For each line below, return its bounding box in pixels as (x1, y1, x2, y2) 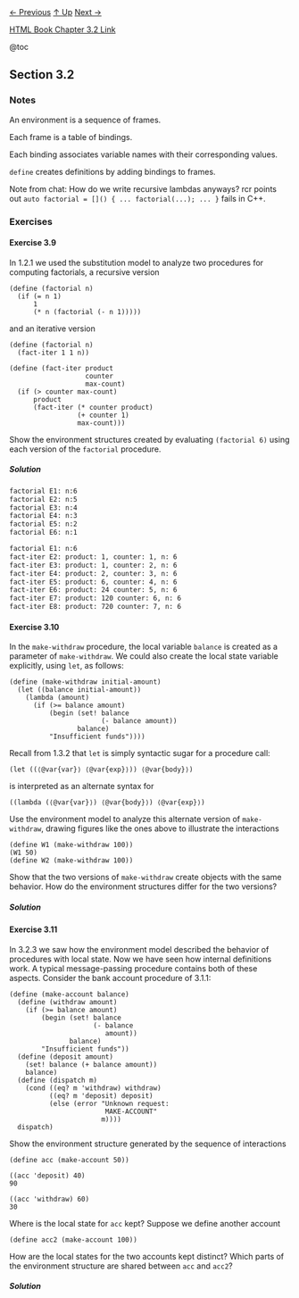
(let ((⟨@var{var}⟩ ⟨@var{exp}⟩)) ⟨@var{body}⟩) (9, 765, 194, 774)
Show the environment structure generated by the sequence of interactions (9, 1138, 287, 1149)
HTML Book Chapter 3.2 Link (9, 24, 116, 35)
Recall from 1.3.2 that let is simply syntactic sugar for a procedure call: (9, 748, 270, 759)
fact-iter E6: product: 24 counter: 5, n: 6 (9, 586, 178, 595)
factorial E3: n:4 (9, 503, 78, 512)
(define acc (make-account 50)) (9, 1155, 129, 1164)
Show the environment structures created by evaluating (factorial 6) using (9, 434, 290, 445)
